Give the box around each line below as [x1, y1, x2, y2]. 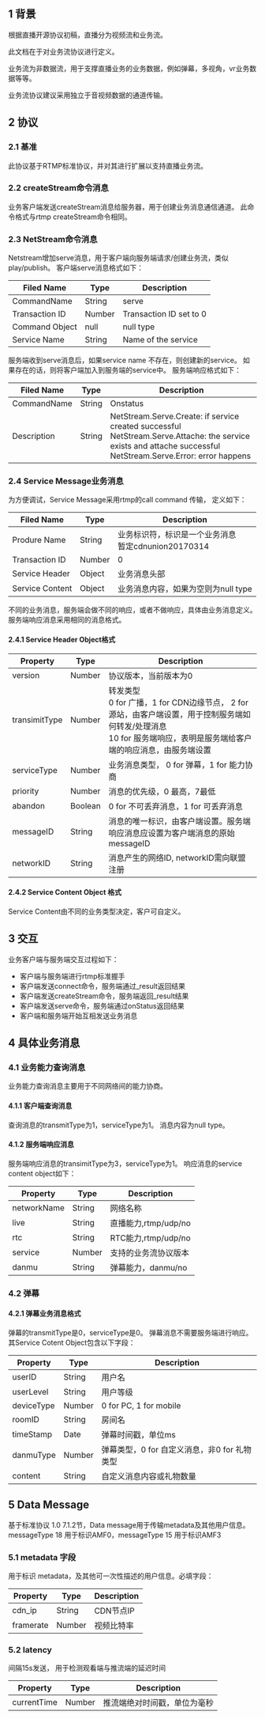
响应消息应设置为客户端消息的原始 [108, 827, 235, 839]
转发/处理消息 [116, 721, 167, 732]
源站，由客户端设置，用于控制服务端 [108, 709, 243, 720]
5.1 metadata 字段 [8, 1551, 77, 1562]
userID [12, 1371, 37, 1382]
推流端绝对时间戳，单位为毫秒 [103, 1698, 215, 1709]
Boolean [70, 800, 101, 811]
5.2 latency [8, 1644, 53, 1655]
